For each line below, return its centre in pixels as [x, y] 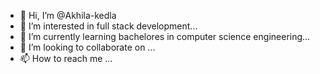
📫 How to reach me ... [66, 58]
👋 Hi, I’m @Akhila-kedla [68, 15]
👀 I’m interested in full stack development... [108, 26]
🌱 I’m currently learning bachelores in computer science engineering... [165, 36]
